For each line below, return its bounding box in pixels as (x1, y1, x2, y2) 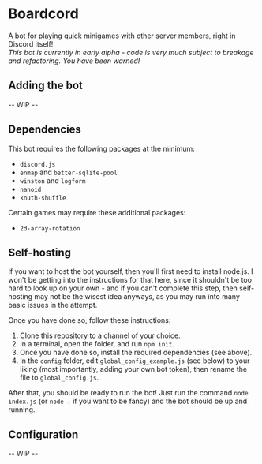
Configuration (8, 428, 79, 441)
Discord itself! (8, 39, 54, 48)
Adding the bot (8, 79, 83, 92)
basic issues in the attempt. (8, 301, 98, 310)
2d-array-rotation (19, 224, 80, 233)
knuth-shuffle (19, 194, 66, 202)
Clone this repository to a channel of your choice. (19, 331, 181, 340)
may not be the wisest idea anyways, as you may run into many (34, 292, 241, 301)
